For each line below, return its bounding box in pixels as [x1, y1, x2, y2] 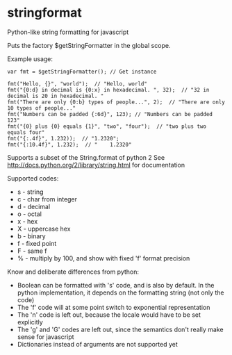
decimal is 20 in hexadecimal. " [7, 92, 104, 99]
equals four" [7, 129, 45, 136]
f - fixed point [17, 239, 57, 247]
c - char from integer [17, 195, 78, 203]
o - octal [17, 210, 42, 218]
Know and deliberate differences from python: [7, 267, 140, 276]
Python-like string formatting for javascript [7, 28, 129, 36]
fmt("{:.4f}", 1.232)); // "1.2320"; [7, 135, 119, 142]
